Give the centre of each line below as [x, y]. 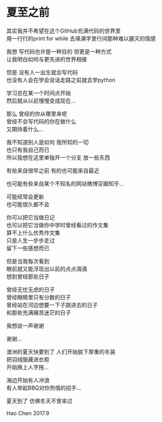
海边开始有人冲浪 [28, 380]
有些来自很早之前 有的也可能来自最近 [53, 170]
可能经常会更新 [25, 197]
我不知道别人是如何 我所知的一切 [48, 142]
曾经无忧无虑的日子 [31, 289]
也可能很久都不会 [28, 204]
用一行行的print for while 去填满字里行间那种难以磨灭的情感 [81, 38]
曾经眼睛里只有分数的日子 [39, 297]
